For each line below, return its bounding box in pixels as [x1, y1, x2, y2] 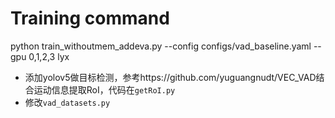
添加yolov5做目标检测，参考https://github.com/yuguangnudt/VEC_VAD [24, 71, 317, 83]
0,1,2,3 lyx [28, 50, 70, 62]
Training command [10, 7, 170, 30]
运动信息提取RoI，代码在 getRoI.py [33, 83, 176, 96]
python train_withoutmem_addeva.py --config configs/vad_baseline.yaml [10, 40, 312, 52]
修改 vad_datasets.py [24, 96, 111, 108]
